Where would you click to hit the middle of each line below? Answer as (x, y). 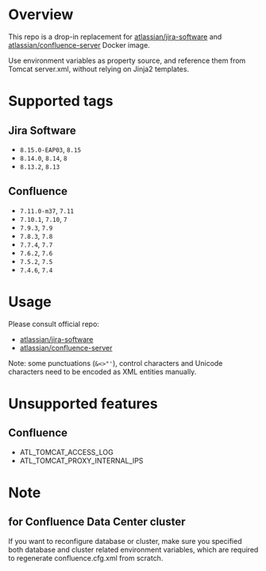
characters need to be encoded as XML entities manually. (102, 371)
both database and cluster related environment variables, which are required (133, 550)
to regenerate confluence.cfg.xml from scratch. (86, 557)
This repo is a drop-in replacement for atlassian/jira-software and (115, 37)
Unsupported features (83, 404)
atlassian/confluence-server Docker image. (79, 45)
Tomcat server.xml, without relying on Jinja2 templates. (98, 68)
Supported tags (61, 101)
